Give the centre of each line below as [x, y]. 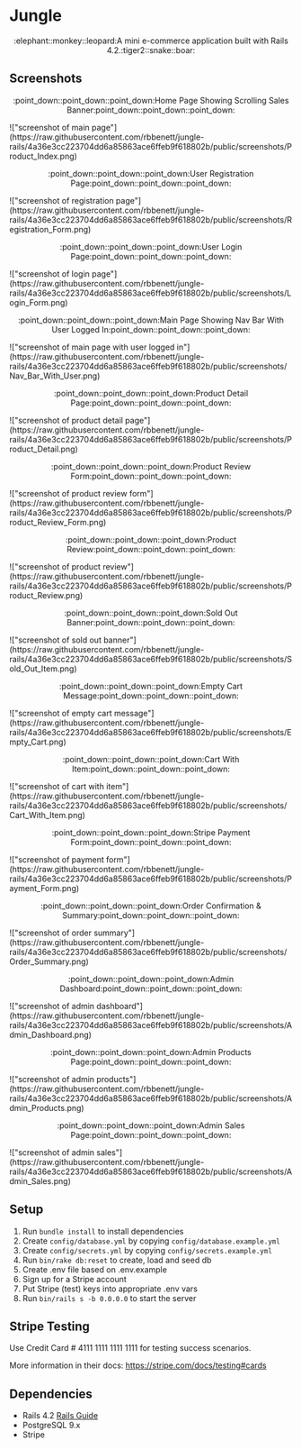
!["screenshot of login [49, 273]
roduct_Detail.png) [44, 449]
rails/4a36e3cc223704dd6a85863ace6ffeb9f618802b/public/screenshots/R [150, 219]
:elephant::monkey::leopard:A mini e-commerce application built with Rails [151, 41]
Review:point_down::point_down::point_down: [151, 549]
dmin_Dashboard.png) [51, 1034]
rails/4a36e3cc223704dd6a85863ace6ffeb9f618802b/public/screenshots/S [150, 659]
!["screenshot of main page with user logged [92, 347]
